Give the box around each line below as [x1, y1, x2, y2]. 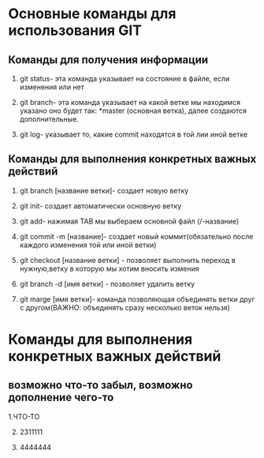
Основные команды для [8, 5, 177, 23]
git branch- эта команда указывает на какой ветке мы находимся [19, 98, 240, 107]
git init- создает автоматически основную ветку [19, 201, 182, 210]
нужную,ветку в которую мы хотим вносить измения [19, 264, 199, 273]
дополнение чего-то [8, 391, 114, 404]
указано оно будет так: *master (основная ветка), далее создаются [19, 106, 247, 115]
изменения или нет [19, 82, 85, 92]
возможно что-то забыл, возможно [8, 378, 193, 392]
